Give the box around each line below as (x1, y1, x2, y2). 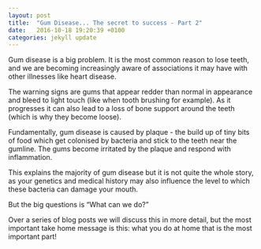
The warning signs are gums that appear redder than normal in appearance (8, 87, 253, 97)
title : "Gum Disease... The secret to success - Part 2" (8, 19, 203, 27)
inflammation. (8, 153, 53, 162)
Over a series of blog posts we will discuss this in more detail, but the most (8, 215, 252, 225)
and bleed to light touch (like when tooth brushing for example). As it (8, 95, 231, 105)
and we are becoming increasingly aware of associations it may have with (8, 64, 248, 73)
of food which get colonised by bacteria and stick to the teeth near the (8, 136, 237, 146)
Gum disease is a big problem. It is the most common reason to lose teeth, (8, 55, 250, 65)
